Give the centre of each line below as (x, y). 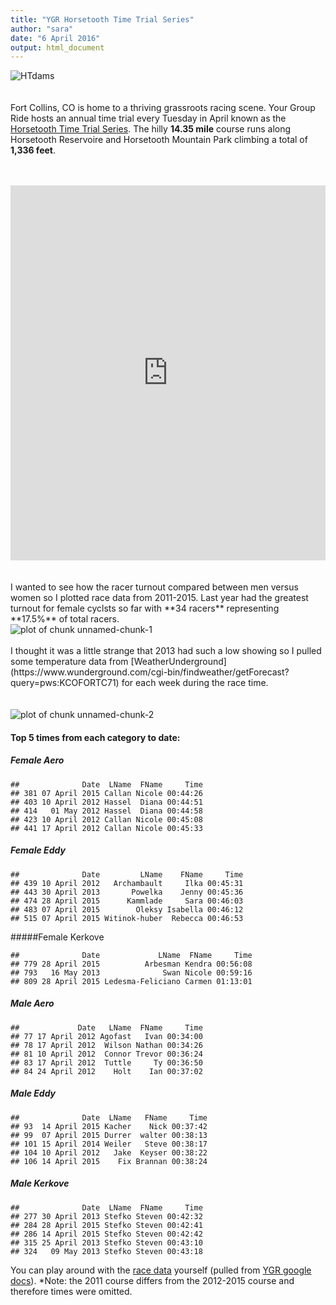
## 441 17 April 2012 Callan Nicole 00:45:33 (106, 828)
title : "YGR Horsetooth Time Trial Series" (102, 19)
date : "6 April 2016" (55, 38)
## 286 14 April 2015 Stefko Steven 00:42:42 (106, 1234)
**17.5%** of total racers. (65, 619)
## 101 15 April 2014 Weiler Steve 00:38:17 (109, 1144)
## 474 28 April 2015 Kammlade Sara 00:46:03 (127, 901)
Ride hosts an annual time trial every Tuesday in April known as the (148, 118)
